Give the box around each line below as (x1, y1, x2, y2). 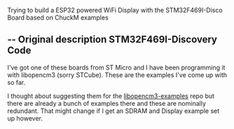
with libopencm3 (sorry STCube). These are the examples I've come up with (7, 70, 228, 79)
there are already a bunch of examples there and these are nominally (7, 99, 207, 107)
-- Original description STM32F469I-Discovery (7, 34, 217, 46)
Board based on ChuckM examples (7, 13, 109, 22)
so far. (7, 78, 26, 86)
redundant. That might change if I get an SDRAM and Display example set (7, 107, 220, 115)
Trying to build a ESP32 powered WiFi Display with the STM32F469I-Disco (7, 6, 223, 14)
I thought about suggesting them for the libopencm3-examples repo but (7, 91, 215, 100)
